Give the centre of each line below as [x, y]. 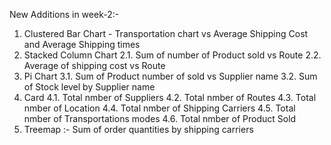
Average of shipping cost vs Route [94, 65]
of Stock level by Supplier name [89, 87]
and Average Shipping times [82, 44]
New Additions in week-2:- [64, 14]
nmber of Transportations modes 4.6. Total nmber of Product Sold [160, 118]
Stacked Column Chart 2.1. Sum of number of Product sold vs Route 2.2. [172, 55]
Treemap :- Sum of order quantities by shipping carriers [138, 129]
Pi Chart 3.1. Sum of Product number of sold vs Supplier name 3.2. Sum [170, 76]
